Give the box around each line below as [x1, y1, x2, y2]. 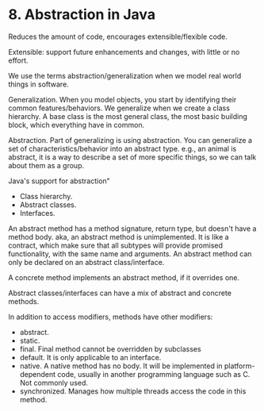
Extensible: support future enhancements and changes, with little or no [8, 47, 240, 56]
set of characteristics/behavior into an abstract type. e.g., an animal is [8, 144, 237, 153]
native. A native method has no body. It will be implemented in [19, 361, 224, 371]
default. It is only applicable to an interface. [19, 352, 162, 362]
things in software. [8, 79, 69, 89]
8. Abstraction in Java [8, 6, 156, 24]
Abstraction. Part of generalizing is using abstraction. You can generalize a [8, 135, 252, 144]
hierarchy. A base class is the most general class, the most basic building [8, 111, 248, 121]
